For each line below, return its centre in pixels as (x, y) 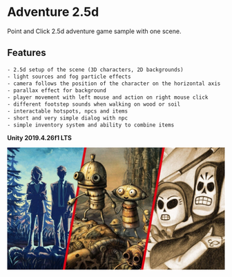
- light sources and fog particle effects (69, 77)
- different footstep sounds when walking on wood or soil (94, 104)
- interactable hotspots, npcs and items (68, 111)
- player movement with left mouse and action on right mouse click (108, 97)
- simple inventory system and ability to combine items (91, 125)
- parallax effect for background (57, 90)
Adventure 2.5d (53, 12)
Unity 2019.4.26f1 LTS (40, 137)
